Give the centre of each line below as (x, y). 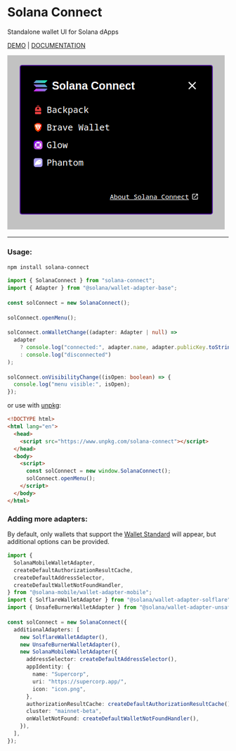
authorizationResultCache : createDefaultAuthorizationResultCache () (128, 704)
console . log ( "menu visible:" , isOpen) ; (72, 384)
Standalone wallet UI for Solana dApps (63, 32)
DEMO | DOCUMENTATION (46, 45)
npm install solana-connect (48, 267)
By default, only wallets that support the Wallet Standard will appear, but (112, 534)
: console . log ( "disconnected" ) (66, 355)
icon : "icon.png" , (59, 689)
